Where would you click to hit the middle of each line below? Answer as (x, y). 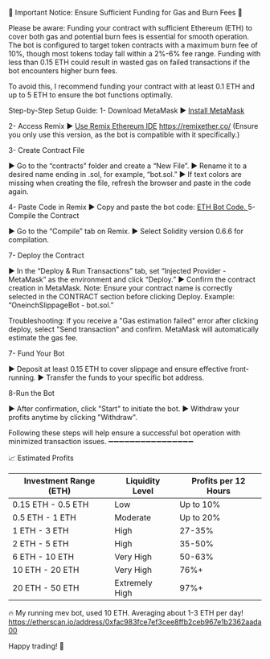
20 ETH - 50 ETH (46, 588)
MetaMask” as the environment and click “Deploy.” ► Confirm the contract (132, 279)
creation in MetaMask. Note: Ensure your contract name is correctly (121, 288)
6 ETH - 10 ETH (43, 557)
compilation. (29, 240)
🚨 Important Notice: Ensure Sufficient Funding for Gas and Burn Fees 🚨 (125, 12)
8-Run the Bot (31, 393)
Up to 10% (200, 505)
